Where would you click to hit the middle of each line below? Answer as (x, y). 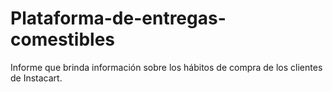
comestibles (63, 39)
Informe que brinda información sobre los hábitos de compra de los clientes (166, 67)
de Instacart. (36, 78)
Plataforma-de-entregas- (118, 18)
